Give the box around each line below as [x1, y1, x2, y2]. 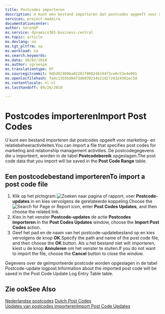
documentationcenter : [5, 21, 50, 26]
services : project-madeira [5, 16, 60, 21]
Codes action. [12, 224, 41, 230]
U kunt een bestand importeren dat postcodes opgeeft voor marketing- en [5, 137, 156, 143]
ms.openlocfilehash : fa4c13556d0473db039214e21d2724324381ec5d [5, 76, 137, 81]
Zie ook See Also [5, 285, 56, 293]
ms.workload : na [5, 48, 38, 53]
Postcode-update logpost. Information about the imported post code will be [5, 265, 157, 271]
